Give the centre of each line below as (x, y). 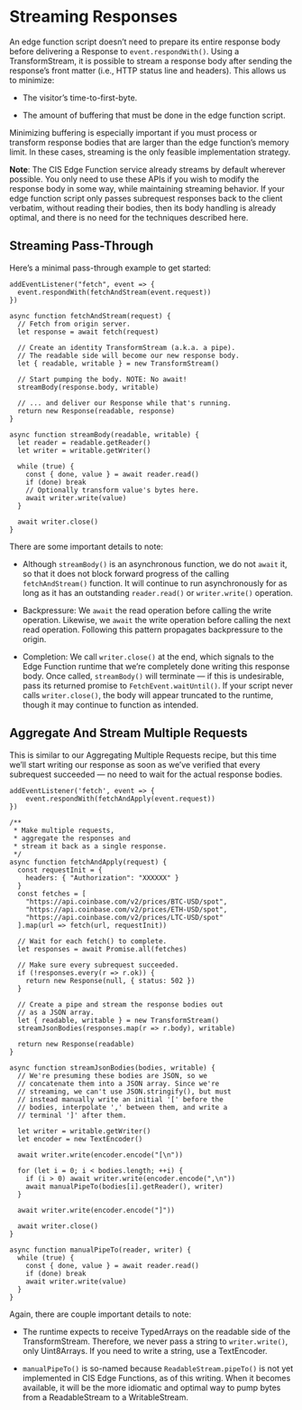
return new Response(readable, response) (96, 411)
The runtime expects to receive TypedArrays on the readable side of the (156, 1331)
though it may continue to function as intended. (110, 705)
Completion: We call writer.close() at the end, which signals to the (148, 657)
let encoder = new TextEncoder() (80, 1139)
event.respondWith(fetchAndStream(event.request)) (114, 292)
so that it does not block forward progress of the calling (126, 573)
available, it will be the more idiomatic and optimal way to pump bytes (151, 1387)
